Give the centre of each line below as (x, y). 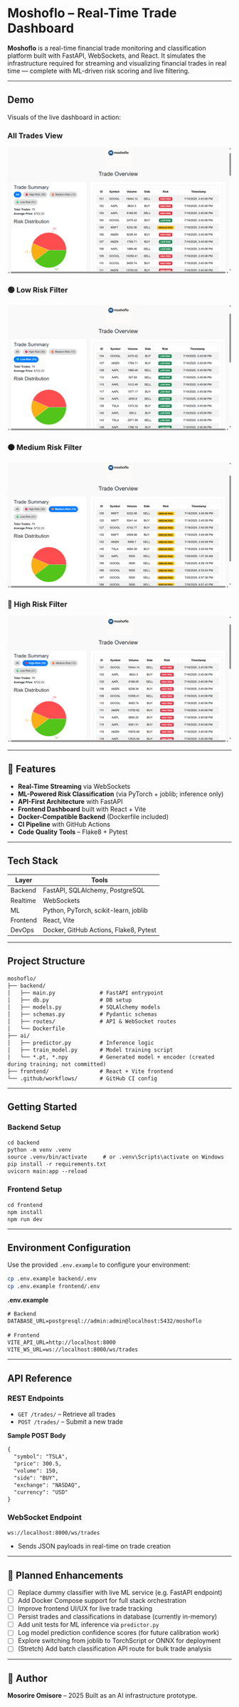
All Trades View (35, 136)
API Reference (40, 1378)
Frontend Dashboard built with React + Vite (82, 809)
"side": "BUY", (36, 1478)
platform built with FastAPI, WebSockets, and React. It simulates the (107, 56)
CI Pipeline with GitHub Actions (64, 824)
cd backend (23, 1143)
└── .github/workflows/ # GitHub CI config (83, 1079)
